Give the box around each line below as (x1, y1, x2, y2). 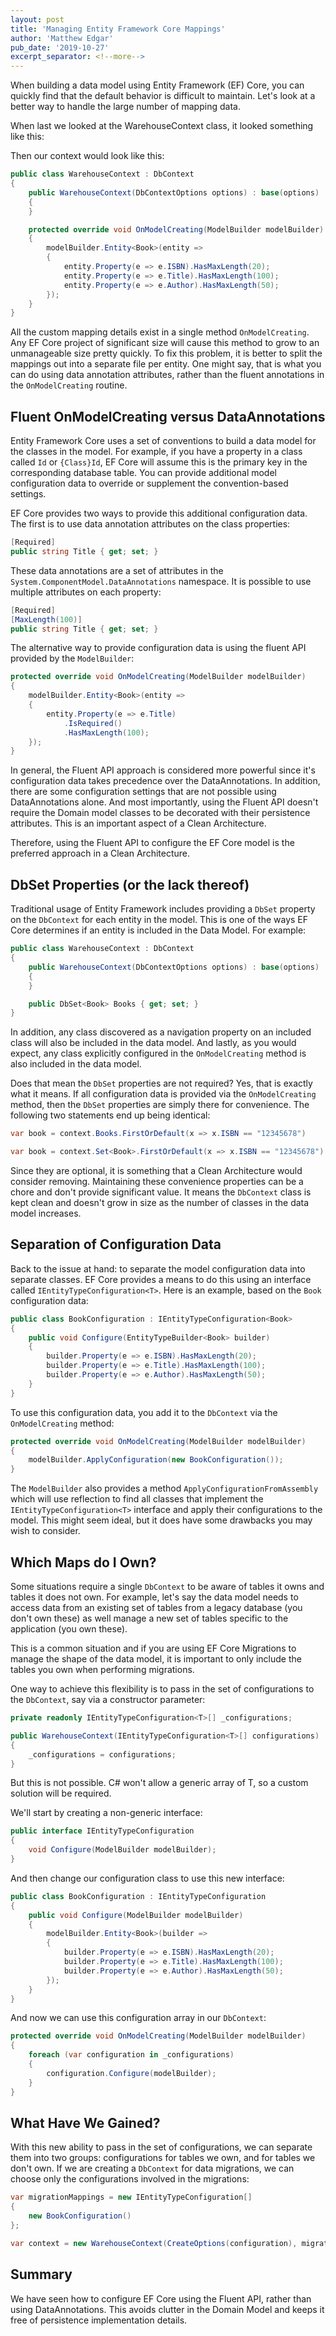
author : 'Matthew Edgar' (10, 33, 114, 43)
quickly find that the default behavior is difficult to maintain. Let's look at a (10, 90, 316, 102)
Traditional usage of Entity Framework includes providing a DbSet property (10, 903, 316, 915)
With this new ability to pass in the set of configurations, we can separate (10, 2141, 313, 2153)
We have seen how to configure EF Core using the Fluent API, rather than (10, 2292, 312, 2305)
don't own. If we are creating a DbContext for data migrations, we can (10, 2162, 295, 2175)
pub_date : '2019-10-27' (10, 42, 110, 53)
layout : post (10, 14, 65, 25)
